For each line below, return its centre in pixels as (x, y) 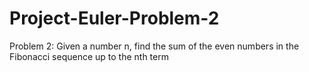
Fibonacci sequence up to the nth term (89, 56)
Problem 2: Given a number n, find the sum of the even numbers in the (154, 46)
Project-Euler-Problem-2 (114, 18)
